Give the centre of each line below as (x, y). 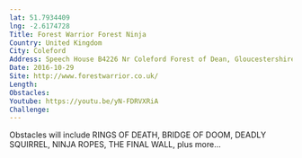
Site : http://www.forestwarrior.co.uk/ (84, 76)
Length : (24, 84)
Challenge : (30, 110)
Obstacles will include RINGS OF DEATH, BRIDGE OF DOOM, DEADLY (138, 135)
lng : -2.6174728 (40, 26)
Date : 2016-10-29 (42, 68)
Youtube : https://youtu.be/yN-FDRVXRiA (84, 101)
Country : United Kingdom (56, 43)
